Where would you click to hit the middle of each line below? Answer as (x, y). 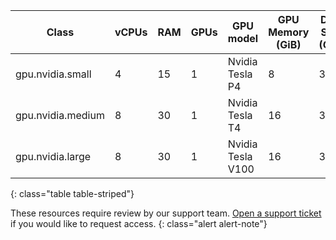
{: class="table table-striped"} (72, 193)
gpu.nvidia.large (53, 156)
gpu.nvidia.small (53, 74)
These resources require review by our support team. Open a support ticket (166, 213)
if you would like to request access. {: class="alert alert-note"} (139, 223)
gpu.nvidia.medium (60, 115)
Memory (289, 32)
